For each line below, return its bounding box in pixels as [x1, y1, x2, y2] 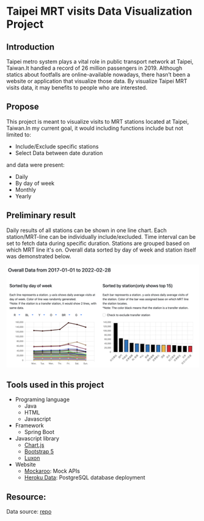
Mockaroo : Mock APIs [24, 467, 81, 475]
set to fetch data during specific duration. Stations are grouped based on [6, 239, 190, 247]
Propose [6, 102, 39, 112]
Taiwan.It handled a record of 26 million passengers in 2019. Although [6, 64, 183, 72]
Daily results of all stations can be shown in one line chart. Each [6, 227, 167, 234]
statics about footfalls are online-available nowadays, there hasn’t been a [6, 71, 191, 78]
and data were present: [6, 161, 65, 168]
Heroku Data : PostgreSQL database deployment [24, 474, 145, 481]
